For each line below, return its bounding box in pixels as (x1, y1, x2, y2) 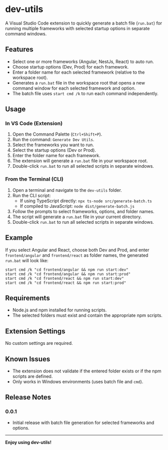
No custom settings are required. (5, 340, 73, 346)
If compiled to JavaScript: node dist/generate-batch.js (19, 203, 135, 209)
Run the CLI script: (12, 192, 51, 198)
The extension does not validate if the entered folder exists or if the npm (12, 368, 161, 374)
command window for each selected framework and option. (12, 85, 136, 91)
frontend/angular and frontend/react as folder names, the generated (5, 252, 148, 258)
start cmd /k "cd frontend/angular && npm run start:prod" (5, 271, 131, 276)
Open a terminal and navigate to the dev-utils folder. (12, 187, 122, 193)
